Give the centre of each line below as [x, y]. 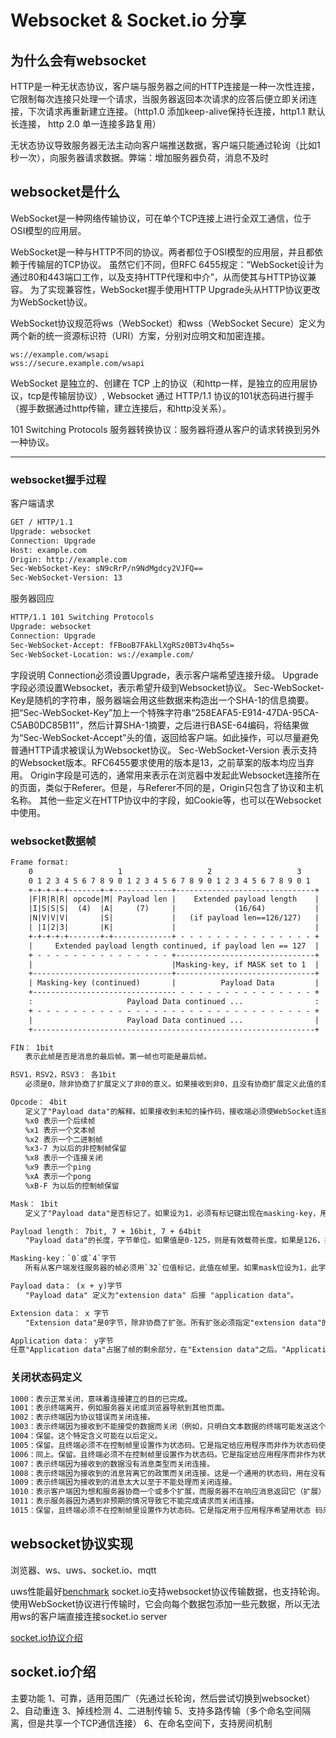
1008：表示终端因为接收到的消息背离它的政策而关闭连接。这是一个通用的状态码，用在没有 [168, 1473]
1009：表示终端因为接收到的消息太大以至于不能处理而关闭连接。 [123, 1482]
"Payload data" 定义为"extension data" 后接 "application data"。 [161, 1295]
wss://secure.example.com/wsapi [77, 363]
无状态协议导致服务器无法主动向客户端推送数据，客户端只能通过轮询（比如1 [165, 145]
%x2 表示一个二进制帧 [63, 1139]
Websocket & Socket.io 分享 [128, 20]
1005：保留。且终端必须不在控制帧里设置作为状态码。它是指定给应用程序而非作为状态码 [164, 1445]
